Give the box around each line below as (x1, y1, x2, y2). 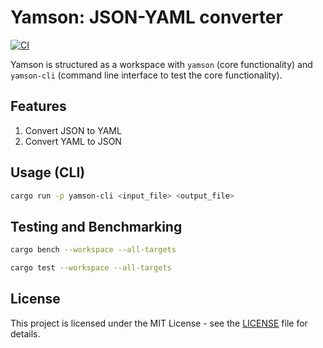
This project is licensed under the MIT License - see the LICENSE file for (10, 317, 308, 329)
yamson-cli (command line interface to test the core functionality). (10, 69, 283, 81)
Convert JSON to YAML (24, 124, 122, 136)
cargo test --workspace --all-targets (10, 263, 172, 273)
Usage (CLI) (10, 164, 86, 181)
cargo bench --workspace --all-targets (10, 245, 177, 255)
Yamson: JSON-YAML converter (10, 6, 283, 29)
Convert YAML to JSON (24, 135, 122, 147)
